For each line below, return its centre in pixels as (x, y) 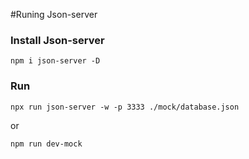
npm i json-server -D (55, 61)
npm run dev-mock (46, 144)
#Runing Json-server (54, 14)
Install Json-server (57, 40)
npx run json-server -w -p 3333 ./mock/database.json (125, 107)
